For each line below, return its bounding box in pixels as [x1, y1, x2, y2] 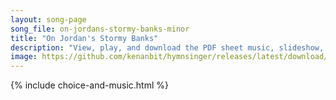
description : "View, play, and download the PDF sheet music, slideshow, [10, 42, 325, 53]
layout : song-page [10, 14, 87, 25]
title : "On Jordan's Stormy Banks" [10, 33, 159, 43]
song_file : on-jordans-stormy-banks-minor [10, 24, 190, 34]
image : [10, 52, 38, 62]
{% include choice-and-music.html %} [10, 79, 169, 91]
